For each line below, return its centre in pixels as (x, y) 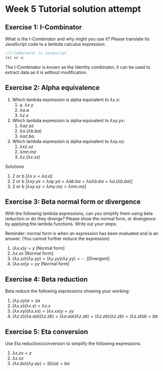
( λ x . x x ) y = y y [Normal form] (41, 264)
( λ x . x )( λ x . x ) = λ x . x (31, 306)
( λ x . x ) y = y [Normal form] (38, 248)
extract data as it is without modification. (46, 72)
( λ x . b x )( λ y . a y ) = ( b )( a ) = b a (41, 363)
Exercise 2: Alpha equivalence (52, 88)
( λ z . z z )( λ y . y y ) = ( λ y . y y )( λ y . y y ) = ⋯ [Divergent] (61, 259)
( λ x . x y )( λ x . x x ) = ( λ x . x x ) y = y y (43, 311)
